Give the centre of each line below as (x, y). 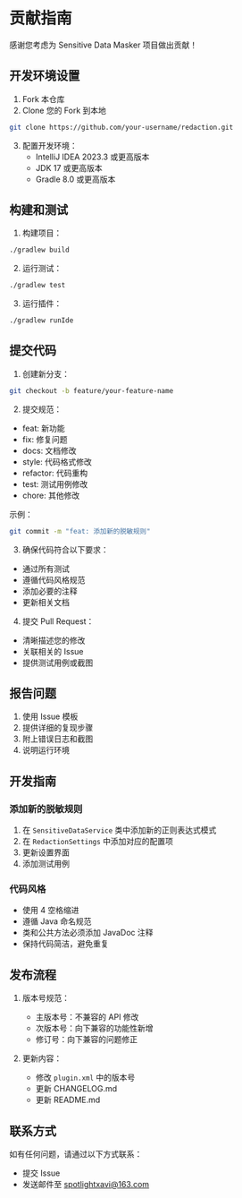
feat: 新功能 (43, 428)
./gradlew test (38, 286)
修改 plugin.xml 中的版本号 (85, 1078)
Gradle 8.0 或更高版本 (75, 179)
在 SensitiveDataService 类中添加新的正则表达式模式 (119, 830)
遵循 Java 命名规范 (57, 921)
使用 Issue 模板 (50, 716)
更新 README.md (68, 1100)
